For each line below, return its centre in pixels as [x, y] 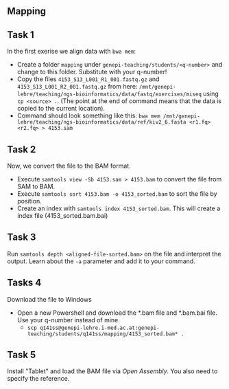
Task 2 [22, 149]
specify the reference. [38, 379]
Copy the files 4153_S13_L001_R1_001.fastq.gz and [88, 79]
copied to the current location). [61, 109]
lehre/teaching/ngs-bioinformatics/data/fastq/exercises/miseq [109, 95]
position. [29, 201]
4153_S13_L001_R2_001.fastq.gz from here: [77, 87]
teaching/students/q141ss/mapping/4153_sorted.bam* [103, 334]
